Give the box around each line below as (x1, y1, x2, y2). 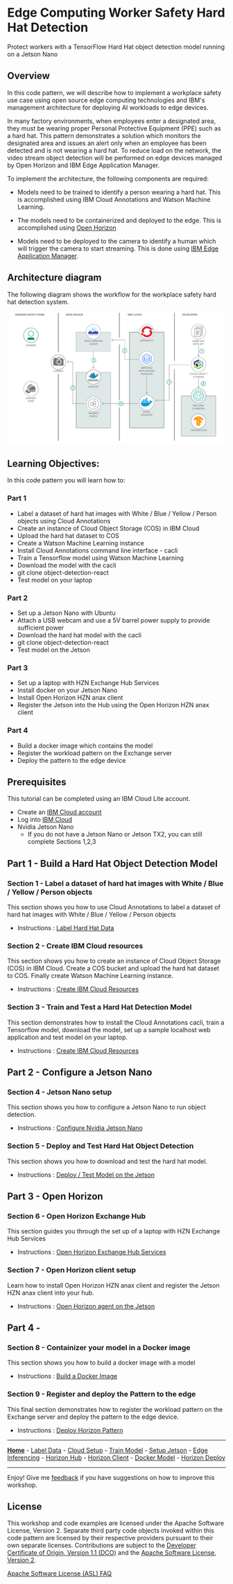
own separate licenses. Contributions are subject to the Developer (7, 1541, 196, 1549)
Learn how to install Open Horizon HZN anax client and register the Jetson (7, 1281, 220, 1289)
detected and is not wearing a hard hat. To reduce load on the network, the (7, 146, 222, 154)
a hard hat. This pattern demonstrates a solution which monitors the (7, 131, 201, 140)
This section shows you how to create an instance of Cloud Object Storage (7, 957, 221, 966)
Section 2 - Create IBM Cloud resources (7, 941, 144, 950)
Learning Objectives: (7, 457, 100, 469)
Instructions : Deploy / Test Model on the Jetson (17, 1170, 155, 1179)
